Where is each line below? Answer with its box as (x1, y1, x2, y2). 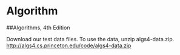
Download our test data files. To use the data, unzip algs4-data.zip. (6, 35, 175, 42)
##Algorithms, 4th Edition (6, 24, 70, 31)
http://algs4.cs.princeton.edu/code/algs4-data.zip (6, 42, 132, 49)
